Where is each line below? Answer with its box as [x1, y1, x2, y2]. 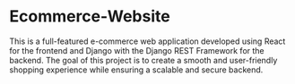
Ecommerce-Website [9, 6, 170, 27]
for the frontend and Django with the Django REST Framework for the [9, 45, 265, 55]
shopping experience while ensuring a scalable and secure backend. [9, 64, 264, 75]
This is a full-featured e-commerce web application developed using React [9, 36, 286, 46]
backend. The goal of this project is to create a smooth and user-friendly [9, 55, 278, 65]
